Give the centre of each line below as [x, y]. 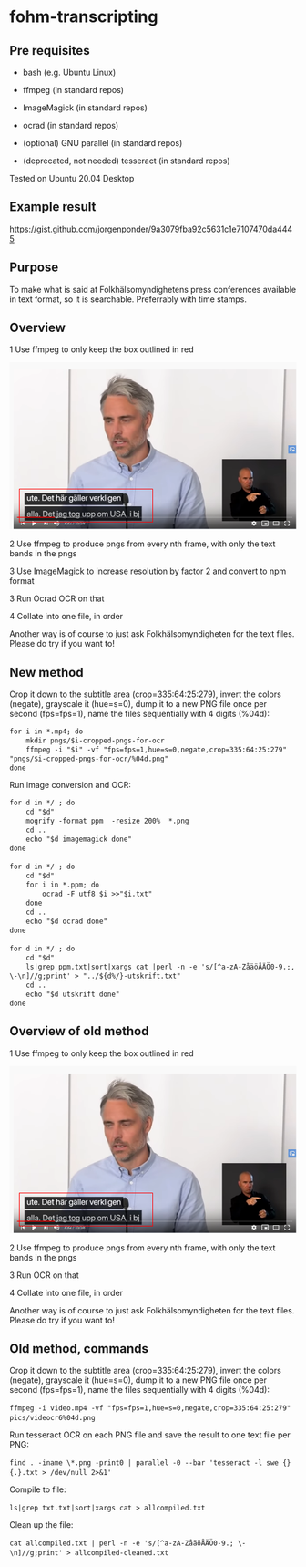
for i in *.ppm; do [63, 885]
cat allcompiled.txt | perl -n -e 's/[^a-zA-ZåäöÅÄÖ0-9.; [122, 1543]
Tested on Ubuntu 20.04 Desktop [72, 178]
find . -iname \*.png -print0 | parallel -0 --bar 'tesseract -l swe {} [150, 1463]
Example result [53, 207]
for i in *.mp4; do [46, 732]
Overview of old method [79, 1031]
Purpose [34, 268]
